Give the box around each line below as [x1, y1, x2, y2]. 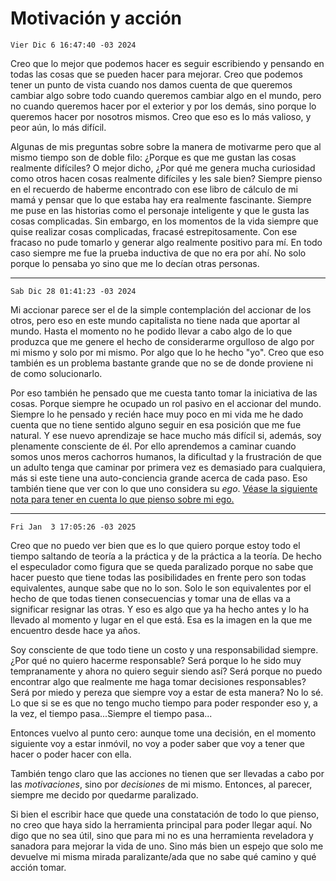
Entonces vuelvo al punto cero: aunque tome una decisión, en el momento [10, 727, 317, 739]
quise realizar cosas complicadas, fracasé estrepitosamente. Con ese [10, 225, 298, 237]
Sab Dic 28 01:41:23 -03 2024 [10, 286, 137, 296]
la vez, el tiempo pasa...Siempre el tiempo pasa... [10, 707, 213, 719]
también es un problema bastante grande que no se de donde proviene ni [10, 357, 314, 369]
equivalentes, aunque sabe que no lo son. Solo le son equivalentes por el [10, 582, 312, 594]
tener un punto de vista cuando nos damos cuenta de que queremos [10, 78, 293, 91]
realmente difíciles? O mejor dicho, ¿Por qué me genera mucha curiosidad [10, 162, 316, 174]
